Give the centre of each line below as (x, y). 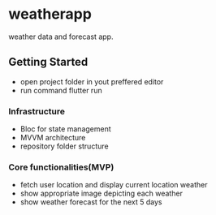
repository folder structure (64, 146)
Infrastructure (37, 111)
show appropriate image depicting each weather (101, 193)
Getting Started (48, 62)
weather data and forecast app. (61, 37)
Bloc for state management (65, 129)
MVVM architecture (53, 138)
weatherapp (50, 14)
